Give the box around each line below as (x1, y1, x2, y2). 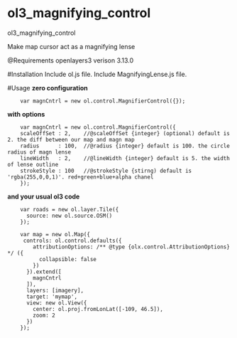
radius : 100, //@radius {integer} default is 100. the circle (20, 142, 231, 149)
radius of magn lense (7, 148, 72, 156)
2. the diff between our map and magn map (7, 136, 135, 143)
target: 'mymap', (26, 293, 78, 300)
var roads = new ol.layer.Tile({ (20, 206, 119, 213)
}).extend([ (26, 268, 62, 275)
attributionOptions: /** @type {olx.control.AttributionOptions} (33, 243, 231, 250)
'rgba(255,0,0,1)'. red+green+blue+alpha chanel (7, 173, 154, 181)
